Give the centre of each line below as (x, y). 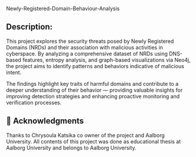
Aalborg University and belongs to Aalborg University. (71, 148)
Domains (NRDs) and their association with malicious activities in (85, 47)
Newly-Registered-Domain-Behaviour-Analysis (63, 9)
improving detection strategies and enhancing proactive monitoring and (93, 96)
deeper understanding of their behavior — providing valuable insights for (94, 90)
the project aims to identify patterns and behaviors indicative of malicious (95, 66)
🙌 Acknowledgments (45, 121)
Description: (29, 27)
